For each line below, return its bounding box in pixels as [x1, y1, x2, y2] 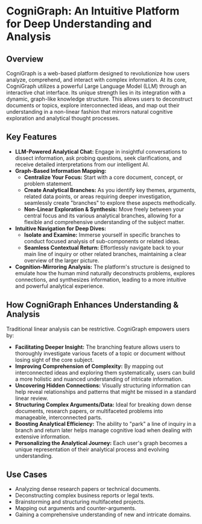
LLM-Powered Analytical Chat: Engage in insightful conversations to [14, 148, 188, 155]
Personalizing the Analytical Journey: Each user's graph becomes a [14, 439, 188, 446]
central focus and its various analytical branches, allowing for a [24, 212, 181, 219]
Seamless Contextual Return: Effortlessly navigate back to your [24, 244, 184, 251]
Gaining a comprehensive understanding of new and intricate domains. [14, 511, 192, 519]
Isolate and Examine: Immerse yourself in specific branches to [24, 231, 181, 239]
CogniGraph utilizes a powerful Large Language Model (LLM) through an [6, 83, 187, 90]
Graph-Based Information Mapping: [14, 167, 107, 174]
